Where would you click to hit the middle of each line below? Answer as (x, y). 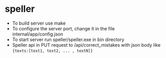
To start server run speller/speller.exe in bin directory (68, 40)
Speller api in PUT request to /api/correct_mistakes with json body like (86, 45)
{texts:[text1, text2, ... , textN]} (53, 51)
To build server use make (39, 23)
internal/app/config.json (38, 34)
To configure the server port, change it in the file (63, 28)
